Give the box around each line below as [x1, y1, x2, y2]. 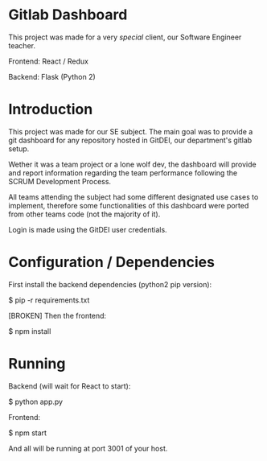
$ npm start [8, 428, 47, 438]
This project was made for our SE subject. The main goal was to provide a [8, 126, 253, 136]
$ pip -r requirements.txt [8, 295, 90, 305]
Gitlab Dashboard [8, 6, 128, 24]
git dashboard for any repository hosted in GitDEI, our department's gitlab [8, 135, 253, 145]
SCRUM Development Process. [8, 176, 111, 186]
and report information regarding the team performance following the [8, 167, 238, 178]
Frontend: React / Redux [8, 56, 88, 66]
